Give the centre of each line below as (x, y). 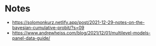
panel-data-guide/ (31, 38)
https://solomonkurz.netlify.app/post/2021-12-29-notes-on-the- (78, 22)
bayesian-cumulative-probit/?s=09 (48, 27)
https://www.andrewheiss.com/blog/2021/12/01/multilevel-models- (81, 33)
